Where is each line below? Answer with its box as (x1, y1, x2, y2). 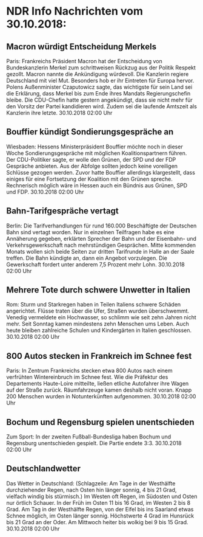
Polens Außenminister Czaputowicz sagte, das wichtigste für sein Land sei (6, 83, 193, 91)
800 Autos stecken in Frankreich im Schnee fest (6, 351, 192, 361)
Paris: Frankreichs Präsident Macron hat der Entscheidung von (6, 58, 162, 64)
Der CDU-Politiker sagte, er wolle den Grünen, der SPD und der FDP (6, 156, 176, 163)
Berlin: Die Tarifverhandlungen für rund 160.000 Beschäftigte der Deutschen (6, 222, 197, 229)
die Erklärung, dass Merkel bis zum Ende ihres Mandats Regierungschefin (6, 90, 191, 97)
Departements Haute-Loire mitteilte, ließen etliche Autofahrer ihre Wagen (6, 380, 189, 387)
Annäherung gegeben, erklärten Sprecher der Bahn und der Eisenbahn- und (6, 235, 197, 242)
